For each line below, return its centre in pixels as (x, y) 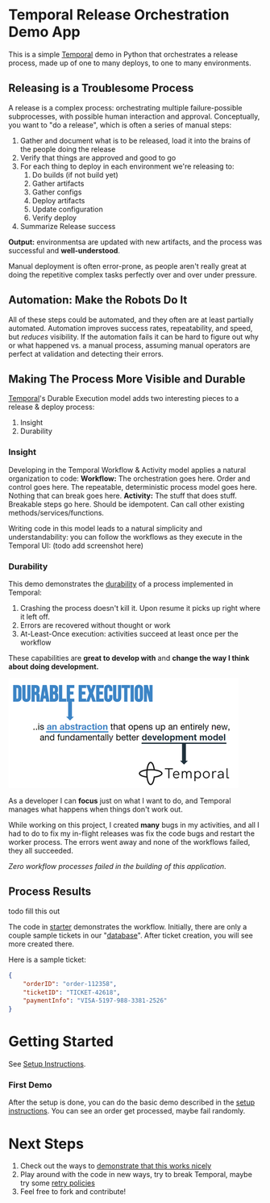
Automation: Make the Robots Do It (98, 300)
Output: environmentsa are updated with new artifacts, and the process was (135, 242)
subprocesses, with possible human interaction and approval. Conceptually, (134, 116)
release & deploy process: (52, 407)
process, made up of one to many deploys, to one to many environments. (130, 63)
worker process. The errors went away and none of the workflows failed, (129, 842)
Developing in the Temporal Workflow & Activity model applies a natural (127, 470)
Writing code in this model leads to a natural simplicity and (106, 528)
